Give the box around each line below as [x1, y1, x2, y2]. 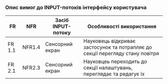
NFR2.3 [22, 64, 40, 71]
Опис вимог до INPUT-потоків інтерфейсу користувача [5, 4, 146, 11]
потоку [52, 29, 71, 36]
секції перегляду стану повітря [83, 50, 159, 57]
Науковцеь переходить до [83, 58, 147, 65]
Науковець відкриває [83, 38, 136, 45]
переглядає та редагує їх [83, 71, 145, 78]
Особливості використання [87, 23, 156, 30]
